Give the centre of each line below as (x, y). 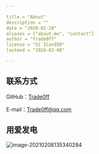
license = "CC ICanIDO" (36, 45)
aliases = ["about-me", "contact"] (50, 33)
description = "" (28, 22)
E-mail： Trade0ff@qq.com (39, 109)
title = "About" (26, 17)
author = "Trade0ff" (32, 39)
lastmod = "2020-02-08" (36, 50)
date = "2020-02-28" (32, 28)
